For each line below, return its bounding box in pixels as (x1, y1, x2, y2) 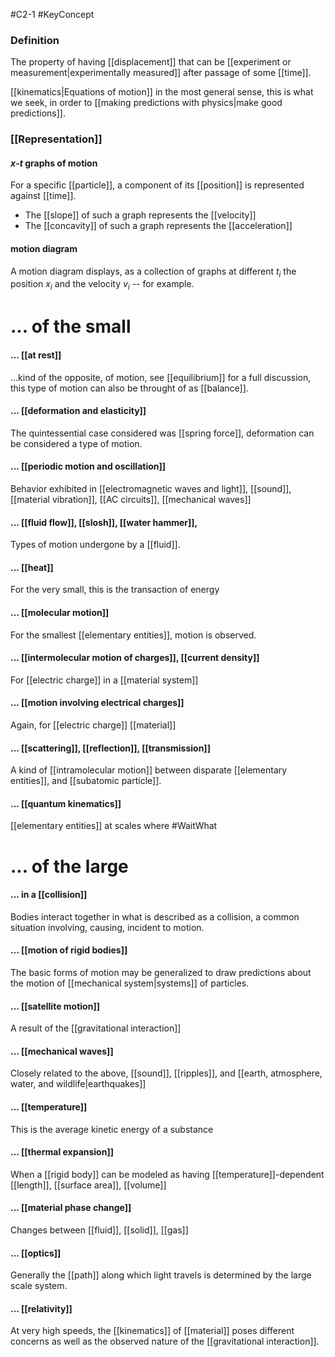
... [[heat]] (10, 561, 54, 573)
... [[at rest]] (10, 349, 62, 361)
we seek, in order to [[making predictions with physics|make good (10, 97, 283, 109)
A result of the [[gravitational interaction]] (10, 1022, 182, 1034)
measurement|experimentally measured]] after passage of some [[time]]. (10, 67, 312, 79)
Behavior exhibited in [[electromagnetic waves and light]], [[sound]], (10, 483, 292, 495)
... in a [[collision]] (10, 889, 88, 901)
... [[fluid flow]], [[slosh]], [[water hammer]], (10, 516, 198, 528)
